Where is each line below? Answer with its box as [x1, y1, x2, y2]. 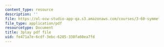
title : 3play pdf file [5, 30, 51, 35]
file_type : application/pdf [5, 21, 62, 26]
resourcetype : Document [5, 25, 54, 30]
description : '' [5, 12, 38, 17]
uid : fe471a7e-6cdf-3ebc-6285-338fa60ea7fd [5, 35, 95, 40]
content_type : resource [5, 7, 54, 12]
